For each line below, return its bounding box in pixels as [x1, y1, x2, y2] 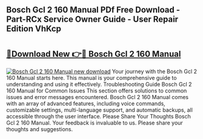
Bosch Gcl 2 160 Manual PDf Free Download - [6, 5, 181, 15]
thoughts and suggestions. [6, 126, 73, 132]
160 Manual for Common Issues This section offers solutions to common [6, 87, 187, 94]
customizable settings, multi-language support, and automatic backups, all [6, 106, 193, 114]
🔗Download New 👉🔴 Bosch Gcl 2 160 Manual [6, 48, 181, 59]
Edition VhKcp [6, 24, 62, 34]
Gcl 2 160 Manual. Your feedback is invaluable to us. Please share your [6, 119, 183, 126]
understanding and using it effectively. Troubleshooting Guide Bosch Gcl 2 [6, 81, 192, 88]
